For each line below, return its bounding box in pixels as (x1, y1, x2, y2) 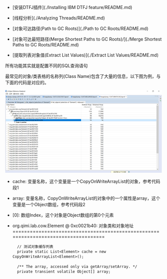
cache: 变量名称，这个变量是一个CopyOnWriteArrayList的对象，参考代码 (12, 179, 161, 185)
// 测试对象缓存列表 (17, 244, 54, 250)
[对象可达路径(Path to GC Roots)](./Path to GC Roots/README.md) (12, 25, 149, 31)
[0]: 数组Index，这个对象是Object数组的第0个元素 (12, 212, 114, 218)
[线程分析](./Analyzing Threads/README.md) (12, 15, 105, 21)
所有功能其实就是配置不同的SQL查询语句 (5, 63, 88, 68)
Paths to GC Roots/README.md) (12, 42, 79, 47)
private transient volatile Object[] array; (17, 269, 111, 275)
